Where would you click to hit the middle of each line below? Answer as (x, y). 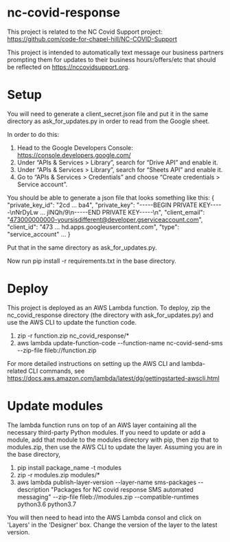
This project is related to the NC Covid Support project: (85, 32)
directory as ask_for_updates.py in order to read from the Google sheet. (108, 121)
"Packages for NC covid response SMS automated (122, 489)
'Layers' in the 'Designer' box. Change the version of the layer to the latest (112, 525)
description (33, 489)
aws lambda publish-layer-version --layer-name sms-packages (107, 482)
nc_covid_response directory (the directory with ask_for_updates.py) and (111, 315)
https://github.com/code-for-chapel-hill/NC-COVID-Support (92, 39)
